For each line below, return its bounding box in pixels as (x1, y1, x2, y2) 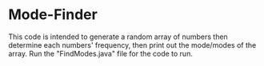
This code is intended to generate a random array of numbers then (8, 32, 228, 41)
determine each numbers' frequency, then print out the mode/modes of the (8, 40, 257, 49)
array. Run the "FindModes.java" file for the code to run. (8, 49, 194, 58)
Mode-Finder (8, 6, 98, 24)
